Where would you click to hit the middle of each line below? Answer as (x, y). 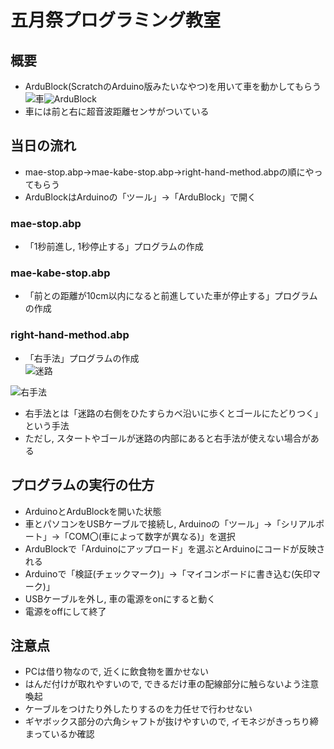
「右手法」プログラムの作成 (82, 358)
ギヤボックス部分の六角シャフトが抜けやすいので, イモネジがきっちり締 (171, 722)
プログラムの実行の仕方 (82, 485)
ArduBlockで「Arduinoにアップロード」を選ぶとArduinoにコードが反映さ (175, 548)
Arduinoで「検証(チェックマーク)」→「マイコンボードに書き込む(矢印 (168, 573)
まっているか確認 (59, 734)
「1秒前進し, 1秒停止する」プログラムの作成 (114, 247)
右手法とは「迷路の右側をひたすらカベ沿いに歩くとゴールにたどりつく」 (173, 413)
